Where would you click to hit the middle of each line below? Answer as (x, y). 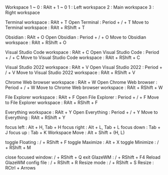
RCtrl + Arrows (20, 168)
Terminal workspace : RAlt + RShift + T (45, 27)
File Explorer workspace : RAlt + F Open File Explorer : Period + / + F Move (82, 97)
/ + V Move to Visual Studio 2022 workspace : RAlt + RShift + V (70, 72)
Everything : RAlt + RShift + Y (35, 117)
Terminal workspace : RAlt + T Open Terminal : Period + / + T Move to (77, 22)
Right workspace (22, 12)
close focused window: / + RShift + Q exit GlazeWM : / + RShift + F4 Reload (83, 157)
